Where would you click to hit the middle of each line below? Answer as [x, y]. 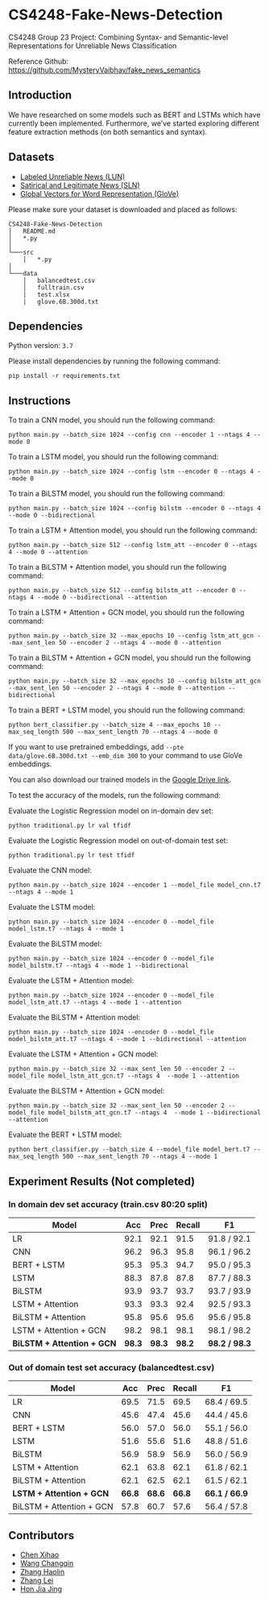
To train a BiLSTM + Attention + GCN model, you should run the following [130, 658]
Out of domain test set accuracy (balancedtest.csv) [112, 1368]
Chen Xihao [39, 1554]
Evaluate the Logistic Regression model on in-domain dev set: [111, 811]
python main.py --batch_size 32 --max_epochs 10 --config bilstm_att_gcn [135, 681]
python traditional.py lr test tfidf [72, 856]
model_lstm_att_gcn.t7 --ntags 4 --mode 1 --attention [144, 1076]
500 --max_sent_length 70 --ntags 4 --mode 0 [140, 732]
